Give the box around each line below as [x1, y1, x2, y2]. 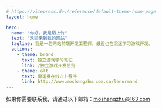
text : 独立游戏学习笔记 [21, 57, 73, 63]
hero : [6, 25, 19, 30]
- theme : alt [16, 68, 49, 74]
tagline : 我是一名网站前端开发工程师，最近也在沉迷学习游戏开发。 [11, 41, 153, 47]
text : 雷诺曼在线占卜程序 [21, 74, 77, 79]
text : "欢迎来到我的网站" [11, 36, 67, 41]
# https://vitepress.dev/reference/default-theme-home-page [6, 8, 157, 15]
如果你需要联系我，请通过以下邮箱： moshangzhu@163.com [6, 96, 151, 103]
